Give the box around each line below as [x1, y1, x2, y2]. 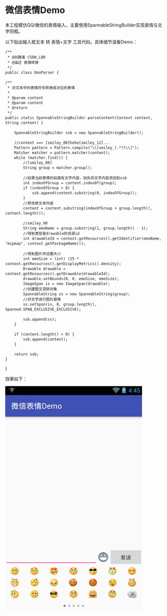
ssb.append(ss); [23, 316, 57, 322]
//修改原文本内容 [23, 201, 54, 206]
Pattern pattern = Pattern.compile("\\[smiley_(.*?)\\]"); [14, 145, 140, 150]
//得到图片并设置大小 [23, 251, 61, 256]
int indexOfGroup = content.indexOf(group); [23, 180, 117, 185]
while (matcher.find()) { [14, 155, 68, 160]
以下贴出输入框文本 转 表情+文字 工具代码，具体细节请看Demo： [5, 38, 138, 45]
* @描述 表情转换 [7, 60, 39, 65]
